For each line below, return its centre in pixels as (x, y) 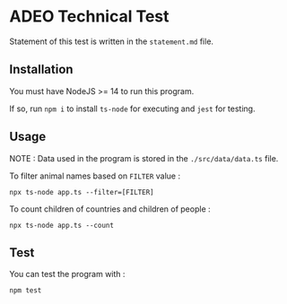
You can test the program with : (67, 274)
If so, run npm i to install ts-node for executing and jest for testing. (132, 109)
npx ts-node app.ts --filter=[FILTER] (82, 192)
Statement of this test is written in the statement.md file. (111, 41)
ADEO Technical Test (89, 17)
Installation (41, 69)
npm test (26, 291)
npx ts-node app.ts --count (62, 225)
